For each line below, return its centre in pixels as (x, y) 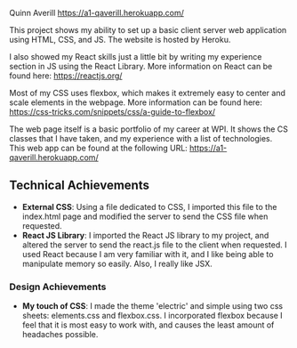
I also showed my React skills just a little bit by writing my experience (136, 57)
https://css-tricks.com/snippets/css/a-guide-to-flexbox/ (112, 112)
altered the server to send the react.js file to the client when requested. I (154, 245)
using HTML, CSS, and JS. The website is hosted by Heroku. (120, 40)
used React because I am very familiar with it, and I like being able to (148, 254)
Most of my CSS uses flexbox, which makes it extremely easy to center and (148, 93)
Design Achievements (58, 287)
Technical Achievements (79, 186)
